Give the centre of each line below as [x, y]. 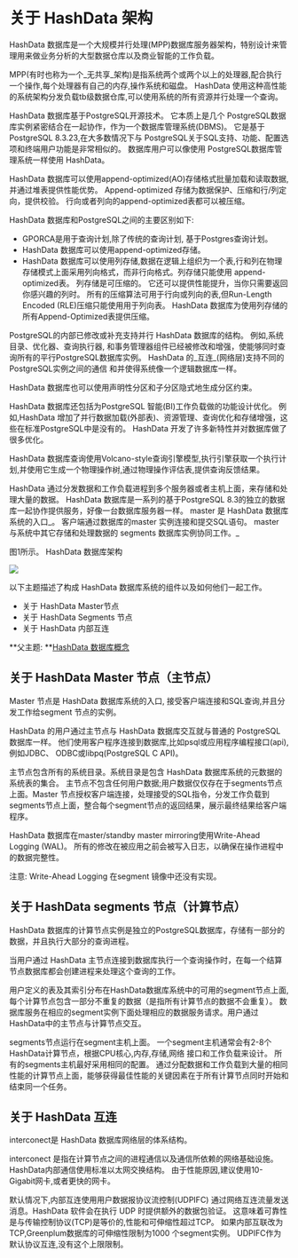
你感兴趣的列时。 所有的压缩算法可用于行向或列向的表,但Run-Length [147, 294]
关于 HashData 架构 [81, 18]
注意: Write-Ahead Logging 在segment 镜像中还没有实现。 [115, 876]
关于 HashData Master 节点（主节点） [114, 678]
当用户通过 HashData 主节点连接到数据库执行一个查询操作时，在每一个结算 [146, 960]
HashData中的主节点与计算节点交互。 [78, 1023]
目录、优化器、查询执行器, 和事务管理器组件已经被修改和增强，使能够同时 [143, 346]
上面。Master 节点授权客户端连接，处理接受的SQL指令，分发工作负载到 [140, 794]
